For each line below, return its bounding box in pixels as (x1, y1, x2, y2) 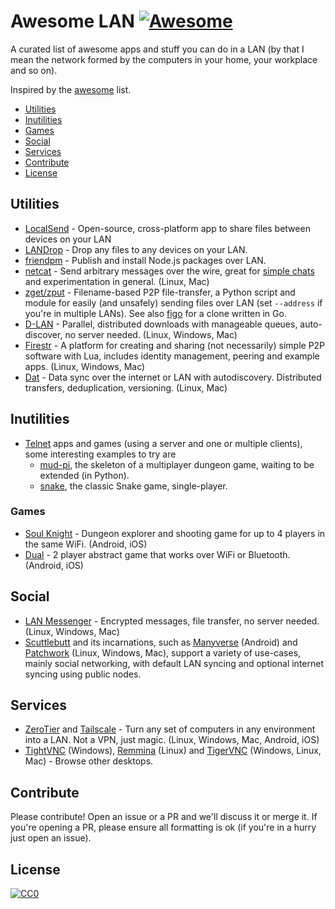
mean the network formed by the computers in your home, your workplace (10, 53, 318, 65)
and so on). (10, 64, 58, 76)
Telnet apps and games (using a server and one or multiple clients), (24, 437, 303, 449)
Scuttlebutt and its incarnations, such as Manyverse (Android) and (24, 636, 298, 648)
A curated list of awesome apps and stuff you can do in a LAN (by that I (10, 43, 305, 55)
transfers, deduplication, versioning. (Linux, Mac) (24, 381, 228, 394)
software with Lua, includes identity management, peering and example (24, 350, 320, 362)
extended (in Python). (39, 469, 130, 481)
